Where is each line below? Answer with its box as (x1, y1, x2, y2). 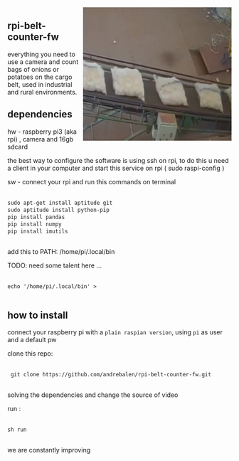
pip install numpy (7, 221, 62, 228)
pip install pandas (7, 213, 65, 221)
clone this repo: (7, 349, 53, 358)
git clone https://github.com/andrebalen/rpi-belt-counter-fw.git (10, 371, 212, 378)
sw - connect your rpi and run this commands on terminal (7, 177, 176, 186)
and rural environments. (7, 88, 78, 96)
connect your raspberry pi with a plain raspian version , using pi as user (7, 328, 223, 337)
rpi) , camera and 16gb (7, 134, 74, 143)
